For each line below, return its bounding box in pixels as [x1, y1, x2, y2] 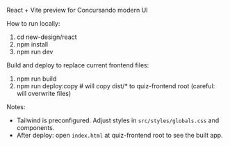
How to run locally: [6, 19, 60, 27]
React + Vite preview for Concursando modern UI [6, 6, 148, 14]
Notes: [6, 103, 26, 111]
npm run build [16, 74, 57, 83]
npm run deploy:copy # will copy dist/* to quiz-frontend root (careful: [16, 82, 215, 90]
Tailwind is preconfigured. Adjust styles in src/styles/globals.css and [16, 116, 220, 124]
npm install [16, 40, 49, 48]
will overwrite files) [16, 90, 72, 97]
